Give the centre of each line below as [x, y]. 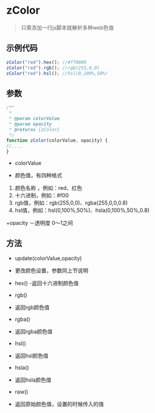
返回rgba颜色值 [33, 331]
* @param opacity [30, 124]
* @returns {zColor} [34, 129]
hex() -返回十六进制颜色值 [47, 283]
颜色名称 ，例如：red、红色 [48, 188]
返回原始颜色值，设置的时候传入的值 [59, 404]
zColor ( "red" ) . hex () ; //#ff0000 [46, 62]
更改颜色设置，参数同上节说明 [51, 270]
